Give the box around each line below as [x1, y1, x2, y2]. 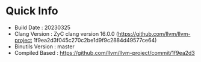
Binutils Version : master [14, 43, 75, 50]
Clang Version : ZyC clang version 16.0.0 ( [14, 30, 119, 37]
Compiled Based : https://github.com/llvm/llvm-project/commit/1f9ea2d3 [14, 49, 195, 56]
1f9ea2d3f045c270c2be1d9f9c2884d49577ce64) [33, 36, 157, 44]
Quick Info [5, 4, 58, 18]
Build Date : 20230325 [14, 24, 70, 31]
